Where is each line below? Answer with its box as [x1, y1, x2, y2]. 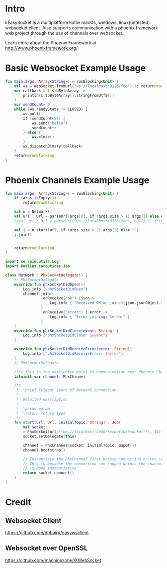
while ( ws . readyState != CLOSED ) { [14, 107, 88, 112]
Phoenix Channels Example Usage [5, 174, 150, 186]
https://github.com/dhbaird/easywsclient [5, 529, 89, 536]
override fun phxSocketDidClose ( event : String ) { [14, 328, 119, 333]
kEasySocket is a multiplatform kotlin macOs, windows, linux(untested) [5, 19, 150, 25]
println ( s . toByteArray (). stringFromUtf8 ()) [23, 93, 114, 98]
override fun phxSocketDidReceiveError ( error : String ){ [14, 347, 133, 352]
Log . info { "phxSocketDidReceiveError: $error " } [23, 351, 123, 356]
